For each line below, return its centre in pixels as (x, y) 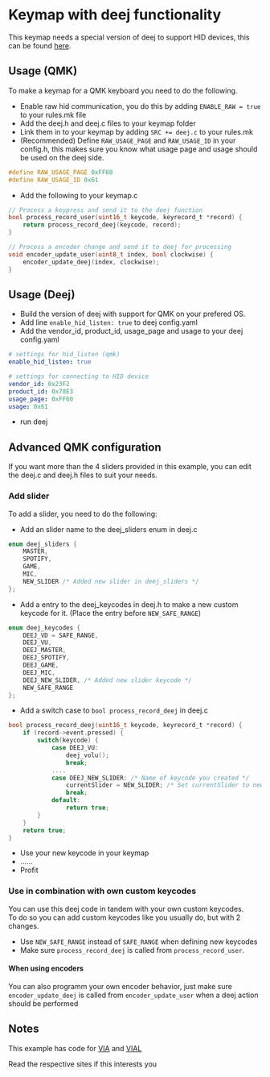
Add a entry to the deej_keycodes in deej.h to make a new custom (129, 604)
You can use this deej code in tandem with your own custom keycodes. (126, 909)
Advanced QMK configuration (85, 447)
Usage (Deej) (42, 295)
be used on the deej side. (62, 157)
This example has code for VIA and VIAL (75, 1048)
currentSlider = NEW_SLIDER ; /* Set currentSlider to (157, 785)
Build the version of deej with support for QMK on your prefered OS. (133, 314)
